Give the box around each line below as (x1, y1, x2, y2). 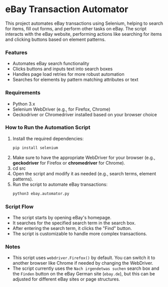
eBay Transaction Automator (5, 4, 129, 15)
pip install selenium (12, 145, 58, 150)
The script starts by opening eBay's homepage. (12, 214, 112, 220)
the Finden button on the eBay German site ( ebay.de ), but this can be (12, 271, 155, 277)
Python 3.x (12, 101, 35, 107)
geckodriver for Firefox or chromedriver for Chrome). (12, 160, 125, 166)
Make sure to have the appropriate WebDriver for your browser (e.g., (12, 154, 155, 160)
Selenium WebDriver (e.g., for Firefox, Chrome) (12, 106, 111, 112)
